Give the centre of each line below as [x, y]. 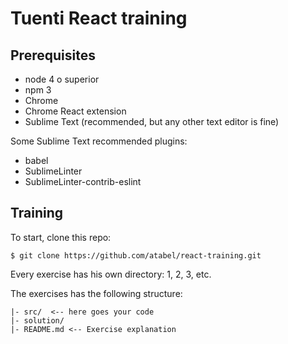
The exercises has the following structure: [96, 293]
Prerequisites [53, 55]
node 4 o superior [62, 79]
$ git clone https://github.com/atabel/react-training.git [136, 255]
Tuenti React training [99, 18]
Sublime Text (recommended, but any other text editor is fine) [152, 121]
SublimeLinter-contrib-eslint [83, 181]
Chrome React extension [75, 111]
